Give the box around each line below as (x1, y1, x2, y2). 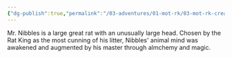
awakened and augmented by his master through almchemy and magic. (7, 43, 211, 51)
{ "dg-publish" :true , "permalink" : (7, 10, 104, 17)
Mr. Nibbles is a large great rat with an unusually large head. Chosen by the (7, 29, 221, 37)
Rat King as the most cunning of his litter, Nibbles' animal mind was (7, 35, 198, 44)
